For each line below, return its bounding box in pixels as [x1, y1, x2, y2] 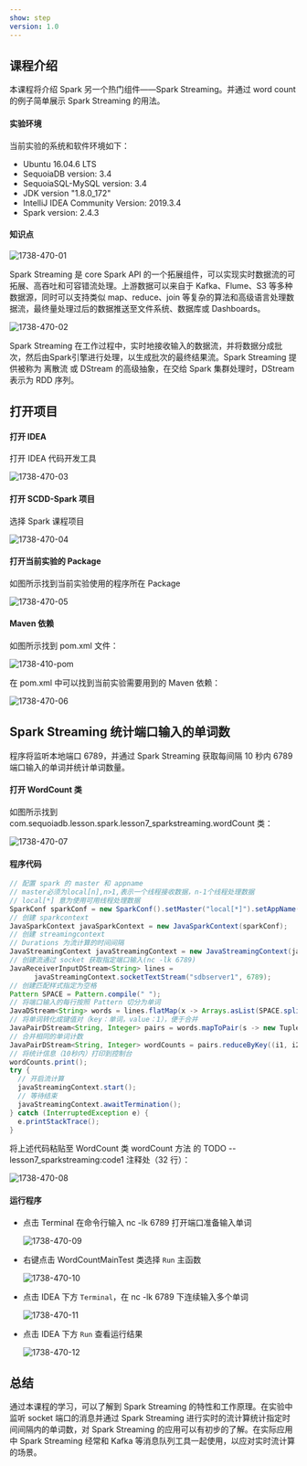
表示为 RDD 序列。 [9, 374, 79, 385]
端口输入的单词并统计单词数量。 [9, 761, 130, 772]
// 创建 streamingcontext [9, 930, 105, 940]
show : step [9, 13, 51, 23]
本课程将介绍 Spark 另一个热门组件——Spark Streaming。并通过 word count [9, 84, 297, 95]
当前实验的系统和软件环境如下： [9, 140, 130, 151]
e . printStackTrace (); [17, 1117, 101, 1126]
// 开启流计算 [17, 1075, 65, 1084]
